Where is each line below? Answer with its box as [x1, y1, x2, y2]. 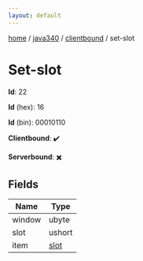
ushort [48, 227, 73, 238]
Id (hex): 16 [8, 102, 45, 111]
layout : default [8, 11, 61, 20]
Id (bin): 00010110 [8, 117, 66, 127]
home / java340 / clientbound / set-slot [8, 33, 135, 43]
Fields [8, 177, 39, 191]
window [12, 214, 42, 226]
